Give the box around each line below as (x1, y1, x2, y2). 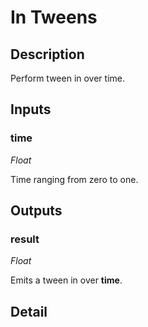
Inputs (10, 101, 52, 118)
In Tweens (10, 6, 98, 29)
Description (10, 46, 85, 63)
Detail (10, 303, 48, 320)
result (10, 232, 40, 246)
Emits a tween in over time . (10, 274, 123, 286)
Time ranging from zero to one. (10, 173, 139, 185)
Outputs (10, 202, 63, 220)
